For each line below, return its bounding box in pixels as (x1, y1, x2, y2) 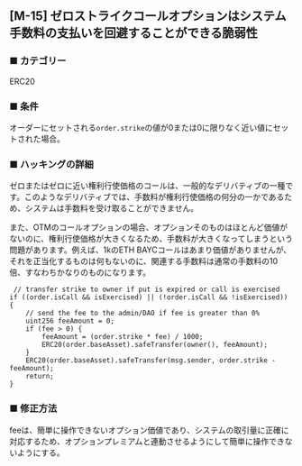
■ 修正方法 (9, 402, 58, 415)
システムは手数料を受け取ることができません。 (24, 203, 199, 214)
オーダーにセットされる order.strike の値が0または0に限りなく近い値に (9, 122, 273, 132)
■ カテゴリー (9, 55, 67, 68)
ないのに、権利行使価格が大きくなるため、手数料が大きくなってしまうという (9, 233, 293, 244)
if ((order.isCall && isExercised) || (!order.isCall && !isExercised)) (9, 293, 288, 302)
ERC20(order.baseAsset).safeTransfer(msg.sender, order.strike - (25, 356, 277, 365)
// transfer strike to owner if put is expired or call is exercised (13, 285, 280, 295)
